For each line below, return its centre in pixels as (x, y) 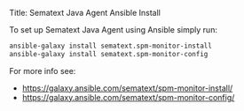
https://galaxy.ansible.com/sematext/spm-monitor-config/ (128, 97)
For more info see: (43, 70)
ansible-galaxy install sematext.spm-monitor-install (111, 46)
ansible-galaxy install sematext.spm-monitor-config (109, 54)
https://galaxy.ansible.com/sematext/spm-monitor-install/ (127, 88)
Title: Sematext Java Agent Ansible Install (85, 13)
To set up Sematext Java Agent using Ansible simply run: (113, 30)
